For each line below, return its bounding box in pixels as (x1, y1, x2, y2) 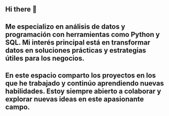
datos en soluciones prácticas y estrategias (5, 46, 146, 55)
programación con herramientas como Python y (5, 30, 160, 38)
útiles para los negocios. (5, 54, 85, 62)
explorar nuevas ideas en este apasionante (5, 95, 144, 104)
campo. (5, 103, 30, 111)
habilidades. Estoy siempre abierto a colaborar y (5, 87, 161, 96)
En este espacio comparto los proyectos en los (5, 71, 156, 80)
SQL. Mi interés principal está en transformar (5, 38, 151, 47)
